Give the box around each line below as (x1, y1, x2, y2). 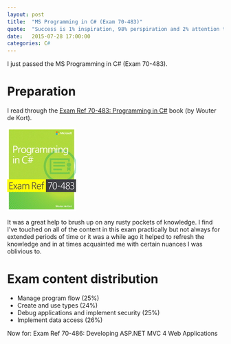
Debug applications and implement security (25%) (16, 309, 160, 317)
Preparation (7, 84, 76, 100)
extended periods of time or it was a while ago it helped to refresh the (7, 233, 205, 241)
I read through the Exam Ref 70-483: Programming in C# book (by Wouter (7, 106, 217, 115)
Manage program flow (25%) (16, 294, 100, 302)
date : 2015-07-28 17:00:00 (7, 33, 91, 40)
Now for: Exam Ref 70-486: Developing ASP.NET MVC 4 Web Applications (7, 330, 218, 337)
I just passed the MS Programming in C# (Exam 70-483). (7, 60, 168, 68)
